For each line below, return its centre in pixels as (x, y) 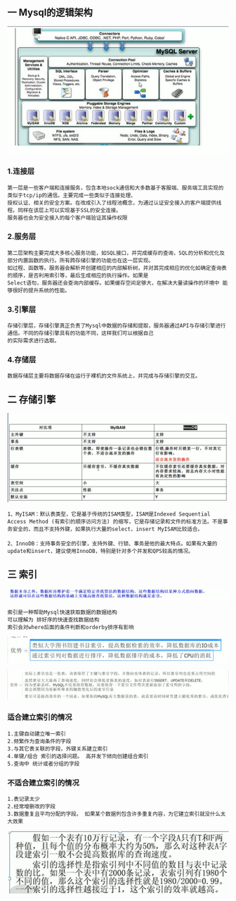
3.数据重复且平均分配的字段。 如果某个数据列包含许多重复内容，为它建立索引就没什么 (114, 814)
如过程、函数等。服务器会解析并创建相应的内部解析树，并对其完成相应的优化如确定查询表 (117, 268)
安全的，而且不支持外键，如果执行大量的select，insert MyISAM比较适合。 (108, 529)
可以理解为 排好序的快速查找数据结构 (53, 620)
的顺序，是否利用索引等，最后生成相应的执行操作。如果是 (78, 275)
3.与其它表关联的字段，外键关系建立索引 (58, 749)
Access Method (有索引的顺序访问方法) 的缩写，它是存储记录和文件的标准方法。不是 (115, 521)
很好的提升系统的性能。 (41, 290)
